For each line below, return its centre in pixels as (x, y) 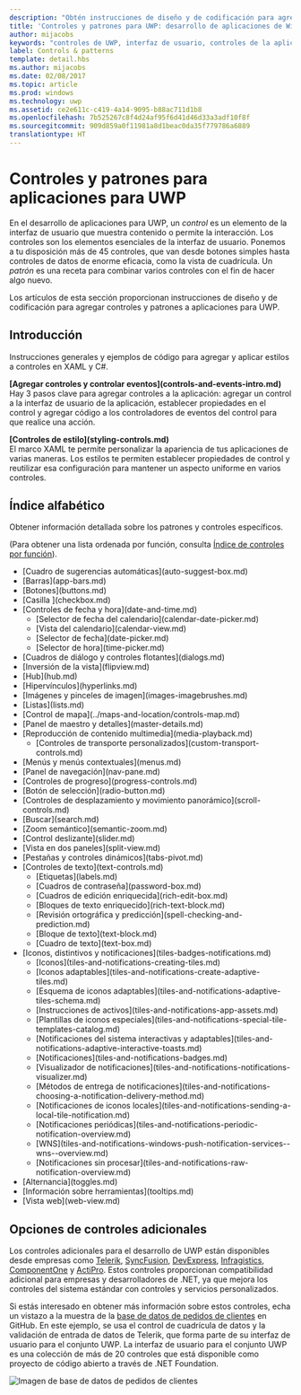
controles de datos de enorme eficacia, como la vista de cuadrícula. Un (141, 260)
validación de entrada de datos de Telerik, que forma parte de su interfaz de (150, 1335)
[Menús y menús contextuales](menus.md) (102, 762)
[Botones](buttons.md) (64, 591)
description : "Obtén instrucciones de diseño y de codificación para (142, 18)
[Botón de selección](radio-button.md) (94, 791)
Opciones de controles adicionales (108, 1229)
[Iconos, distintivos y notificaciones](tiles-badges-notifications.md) (146, 953)
